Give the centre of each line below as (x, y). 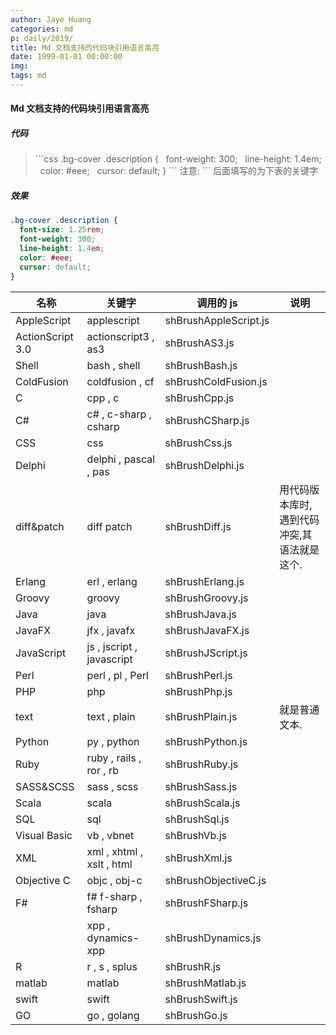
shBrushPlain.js (201, 716)
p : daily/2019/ (42, 38)
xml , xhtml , (115, 851)
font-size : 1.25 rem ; (62, 230)
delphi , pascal (121, 459)
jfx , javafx (111, 630)
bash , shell (113, 365)
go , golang (113, 1015)
